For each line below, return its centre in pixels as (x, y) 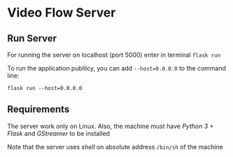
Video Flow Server (62, 13)
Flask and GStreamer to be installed (58, 133)
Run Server (32, 38)
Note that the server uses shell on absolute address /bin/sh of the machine (115, 147)
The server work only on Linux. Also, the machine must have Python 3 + (111, 126)
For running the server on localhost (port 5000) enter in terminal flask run (114, 55)
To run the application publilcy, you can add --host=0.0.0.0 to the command (116, 68)
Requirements (38, 110)
